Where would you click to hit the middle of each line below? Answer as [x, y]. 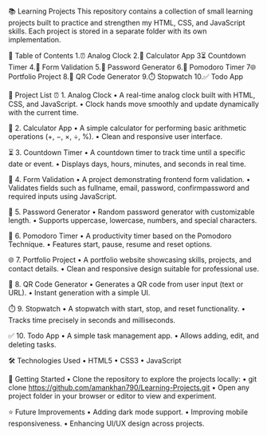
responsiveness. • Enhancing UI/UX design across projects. [106, 423]
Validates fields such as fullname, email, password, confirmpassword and [129, 188]
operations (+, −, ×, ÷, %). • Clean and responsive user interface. [116, 137]
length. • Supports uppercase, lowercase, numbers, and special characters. [133, 220]
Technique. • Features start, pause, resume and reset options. [110, 244]
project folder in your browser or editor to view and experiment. [112, 396]
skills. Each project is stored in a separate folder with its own [108, 31]
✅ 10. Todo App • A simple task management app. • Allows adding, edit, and [133, 335]
